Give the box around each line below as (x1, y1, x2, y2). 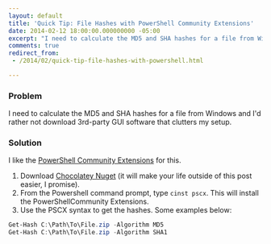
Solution (8, 138, 43, 149)
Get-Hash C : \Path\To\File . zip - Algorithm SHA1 (8, 229, 168, 237)
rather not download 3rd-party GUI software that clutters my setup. (8, 118, 232, 127)
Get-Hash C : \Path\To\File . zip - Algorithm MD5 (8, 221, 164, 230)
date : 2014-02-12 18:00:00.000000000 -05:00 (8, 27, 161, 35)
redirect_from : (8, 49, 60, 57)
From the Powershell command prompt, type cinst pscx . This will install (19, 188, 260, 198)
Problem (8, 90, 43, 101)
